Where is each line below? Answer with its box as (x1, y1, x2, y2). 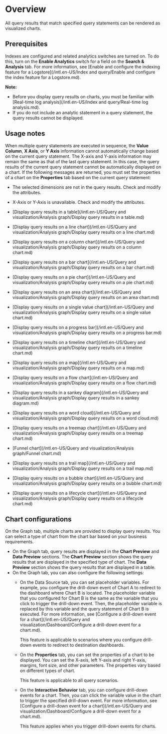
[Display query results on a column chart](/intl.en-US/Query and (12, 239, 145, 245)
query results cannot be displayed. (12, 115, 84, 121)
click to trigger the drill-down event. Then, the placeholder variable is (19, 601, 162, 607)
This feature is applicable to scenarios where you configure (19, 637, 142, 643)
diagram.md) (12, 400, 39, 406)
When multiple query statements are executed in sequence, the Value (5, 142, 149, 148)
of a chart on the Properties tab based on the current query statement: (5, 174, 151, 180)
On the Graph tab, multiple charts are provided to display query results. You (5, 528, 161, 534)
